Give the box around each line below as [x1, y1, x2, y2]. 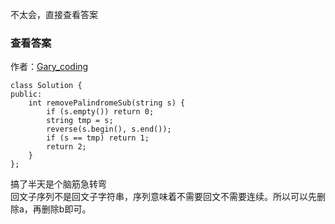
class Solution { [10, 81, 83, 91]
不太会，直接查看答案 [10, 9, 98, 20]
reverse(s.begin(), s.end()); [46, 124, 172, 135]
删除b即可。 [41, 203, 92, 215]
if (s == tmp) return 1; [46, 133, 150, 143]
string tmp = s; [46, 116, 114, 126]
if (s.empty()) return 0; [46, 107, 155, 117]
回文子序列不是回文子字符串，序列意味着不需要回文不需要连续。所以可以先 [10, 191, 317, 203]
